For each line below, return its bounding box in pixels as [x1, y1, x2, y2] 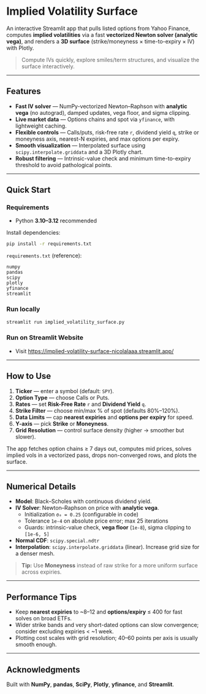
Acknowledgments [6, 665, 81, 675]
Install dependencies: [6, 229, 61, 236]
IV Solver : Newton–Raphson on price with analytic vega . [15, 504, 159, 512]
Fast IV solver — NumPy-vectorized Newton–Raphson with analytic [15, 103, 188, 110]
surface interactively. [21, 63, 75, 70]
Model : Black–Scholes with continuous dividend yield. [15, 497, 152, 505]
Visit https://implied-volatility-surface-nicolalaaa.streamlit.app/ [15, 347, 174, 354]
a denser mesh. [15, 550, 55, 557]
